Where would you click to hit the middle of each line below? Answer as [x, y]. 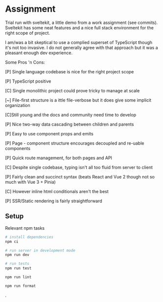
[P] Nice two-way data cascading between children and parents [70, 124]
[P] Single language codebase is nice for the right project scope [70, 71]
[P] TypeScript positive [28, 81]
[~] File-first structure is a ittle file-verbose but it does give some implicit [78, 100]
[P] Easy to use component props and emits [49, 133]
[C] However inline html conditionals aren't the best [57, 191]
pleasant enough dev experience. [39, 53]
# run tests [17, 264]
